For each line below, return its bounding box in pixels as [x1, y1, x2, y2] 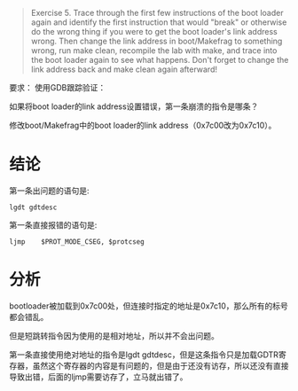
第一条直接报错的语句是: [9, 219, 98, 230]
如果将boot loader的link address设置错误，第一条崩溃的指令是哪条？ [9, 101, 259, 112]
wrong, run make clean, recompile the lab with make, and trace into [30, 45, 278, 56]
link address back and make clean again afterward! [30, 64, 217, 74]
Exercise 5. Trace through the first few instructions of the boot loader [30, 8, 284, 18]
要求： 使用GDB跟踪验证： [9, 82, 106, 92]
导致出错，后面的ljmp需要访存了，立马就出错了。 [9, 371, 188, 382]
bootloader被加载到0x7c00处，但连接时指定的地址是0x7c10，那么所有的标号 [9, 301, 288, 311]
